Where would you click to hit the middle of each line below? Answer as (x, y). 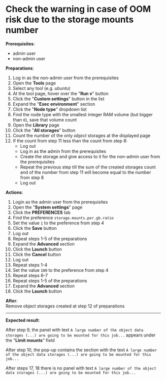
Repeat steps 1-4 (30, 265)
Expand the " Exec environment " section (54, 104)
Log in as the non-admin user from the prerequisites (66, 78)
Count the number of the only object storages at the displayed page (82, 135)
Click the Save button (35, 228)
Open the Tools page (34, 83)
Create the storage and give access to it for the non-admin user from (90, 156)
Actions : (15, 192)
